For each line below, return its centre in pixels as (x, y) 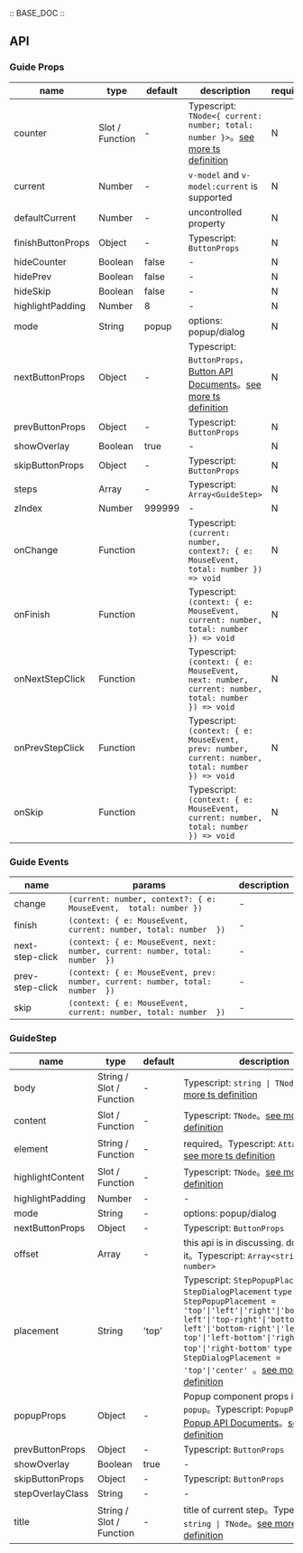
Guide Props (37, 67)
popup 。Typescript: (224, 1409)
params (149, 885)
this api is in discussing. (234, 1243)
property (207, 223)
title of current (214, 1511)
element (31, 1149)
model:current (218, 186)
